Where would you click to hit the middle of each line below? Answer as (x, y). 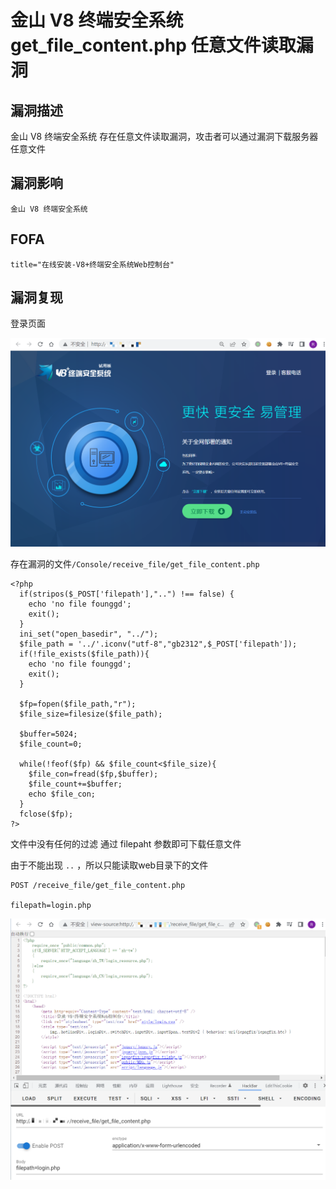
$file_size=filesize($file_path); (91, 714)
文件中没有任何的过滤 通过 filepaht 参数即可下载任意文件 (126, 844)
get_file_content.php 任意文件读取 (153, 45)
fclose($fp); (46, 814)
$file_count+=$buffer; (75, 784)
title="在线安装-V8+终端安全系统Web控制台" (92, 264)
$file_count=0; (51, 744)
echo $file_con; (62, 794)
